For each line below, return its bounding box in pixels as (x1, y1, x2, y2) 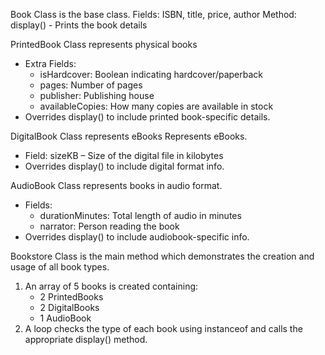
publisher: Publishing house (39, 90, 155, 101)
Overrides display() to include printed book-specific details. (24, 111, 271, 123)
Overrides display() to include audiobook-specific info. (24, 231, 250, 243)
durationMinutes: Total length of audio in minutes (39, 210, 242, 221)
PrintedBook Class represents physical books (10, 39, 198, 50)
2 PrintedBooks (39, 291, 104, 303)
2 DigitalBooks (39, 302, 100, 313)
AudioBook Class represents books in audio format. (10, 180, 223, 191)
